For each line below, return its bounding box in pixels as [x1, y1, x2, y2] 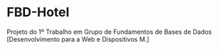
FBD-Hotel [6, 4, 70, 20]
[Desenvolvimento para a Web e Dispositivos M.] [6, 35, 150, 43]
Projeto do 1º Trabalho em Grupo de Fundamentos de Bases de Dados [6, 27, 213, 36]
